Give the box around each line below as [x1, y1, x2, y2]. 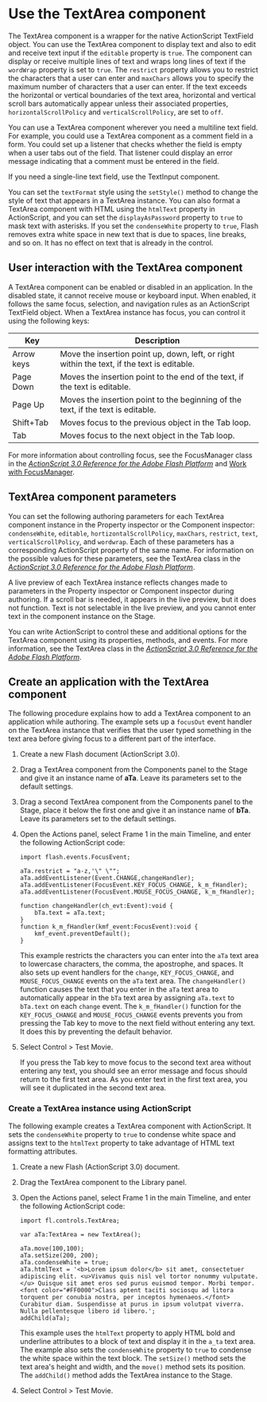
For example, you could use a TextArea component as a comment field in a [8, 130, 253, 140]
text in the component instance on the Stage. [8, 611, 156, 621]
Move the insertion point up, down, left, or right [60, 348, 235, 359]
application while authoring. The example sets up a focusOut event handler [8, 717, 253, 726]
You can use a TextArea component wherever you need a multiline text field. [8, 123, 258, 132]
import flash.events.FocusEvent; [19, 853, 131, 862]
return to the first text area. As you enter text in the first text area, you [19, 1075, 248, 1085]
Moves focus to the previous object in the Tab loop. [60, 417, 252, 428]
